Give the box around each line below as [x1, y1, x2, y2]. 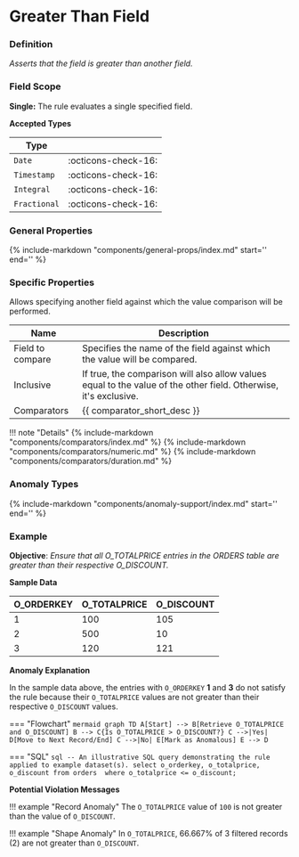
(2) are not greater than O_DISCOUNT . [9, 837, 140, 848]
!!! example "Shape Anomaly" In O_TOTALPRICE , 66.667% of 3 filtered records [9, 828, 288, 838]
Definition [9, 38, 53, 51]
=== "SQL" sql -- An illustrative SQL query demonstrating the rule [9, 751, 271, 762]
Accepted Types [9, 118, 72, 128]
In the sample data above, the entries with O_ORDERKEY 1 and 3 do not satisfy [9, 682, 287, 692]
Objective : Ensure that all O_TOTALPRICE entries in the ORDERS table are [9, 550, 279, 560]
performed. [9, 306, 51, 317]
